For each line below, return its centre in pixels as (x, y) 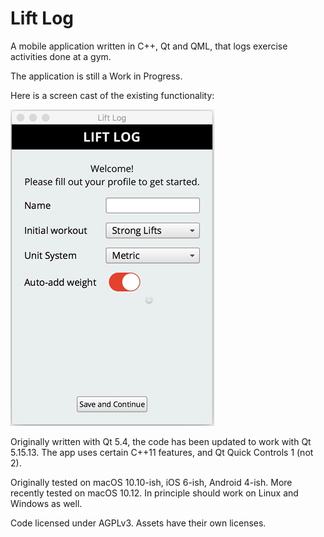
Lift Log (42, 18)
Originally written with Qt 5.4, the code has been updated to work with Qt (161, 441)
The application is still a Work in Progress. (96, 76)
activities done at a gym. (61, 56)
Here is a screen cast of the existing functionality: (112, 95)
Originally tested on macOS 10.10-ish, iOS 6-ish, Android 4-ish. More (151, 482)
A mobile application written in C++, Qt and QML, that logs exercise (149, 46)
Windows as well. (46, 503)
